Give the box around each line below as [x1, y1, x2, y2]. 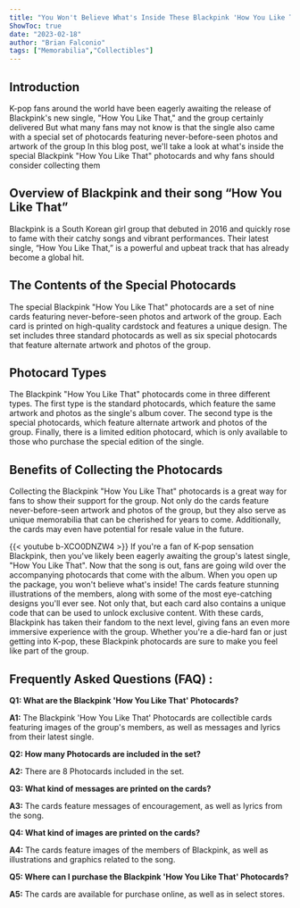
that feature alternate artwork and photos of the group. [9, 339, 212, 350]
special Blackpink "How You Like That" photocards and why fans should [9, 150, 275, 161]
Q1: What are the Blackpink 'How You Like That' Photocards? [9, 696, 239, 705]
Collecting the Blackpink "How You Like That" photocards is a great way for [9, 486, 287, 496]
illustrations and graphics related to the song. [9, 854, 176, 864]
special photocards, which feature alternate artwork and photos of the [9, 417, 268, 429]
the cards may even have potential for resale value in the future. [9, 524, 244, 535]
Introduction [9, 79, 80, 95]
